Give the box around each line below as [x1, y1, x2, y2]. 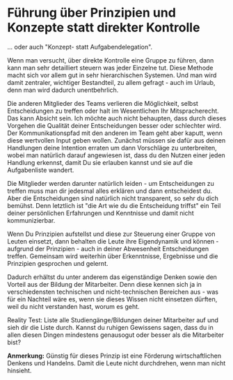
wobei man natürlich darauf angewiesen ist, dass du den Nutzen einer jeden [7, 151, 226, 159]
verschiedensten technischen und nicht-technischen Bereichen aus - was [7, 287, 219, 296]
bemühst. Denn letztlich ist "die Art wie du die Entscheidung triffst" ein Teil [7, 201, 221, 209]
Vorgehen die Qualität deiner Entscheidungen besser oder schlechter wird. [7, 121, 221, 129]
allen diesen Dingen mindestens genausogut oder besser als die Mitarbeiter [7, 331, 225, 339]
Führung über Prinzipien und [7, 5, 176, 21]
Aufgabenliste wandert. [7, 166, 74, 174]
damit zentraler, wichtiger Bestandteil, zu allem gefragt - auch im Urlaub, [7, 78, 216, 86]
